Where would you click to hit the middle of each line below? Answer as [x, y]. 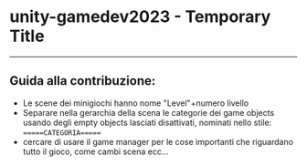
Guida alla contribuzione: [83, 81]
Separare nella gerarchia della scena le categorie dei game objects [148, 112]
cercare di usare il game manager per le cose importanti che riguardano [158, 141]
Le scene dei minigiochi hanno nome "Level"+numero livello [136, 103]
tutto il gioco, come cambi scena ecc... [95, 151]
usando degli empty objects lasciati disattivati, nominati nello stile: [147, 122]
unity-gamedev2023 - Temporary [140, 17]
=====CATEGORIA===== [62, 133]
